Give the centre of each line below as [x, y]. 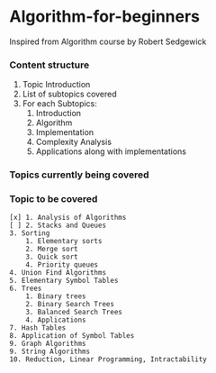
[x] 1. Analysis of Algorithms [68, 218]
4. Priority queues [62, 265]
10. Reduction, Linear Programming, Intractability [108, 359]
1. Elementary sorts [64, 241]
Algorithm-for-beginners [105, 17]
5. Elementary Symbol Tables [64, 281]
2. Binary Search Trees [70, 305]
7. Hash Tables [38, 328]
